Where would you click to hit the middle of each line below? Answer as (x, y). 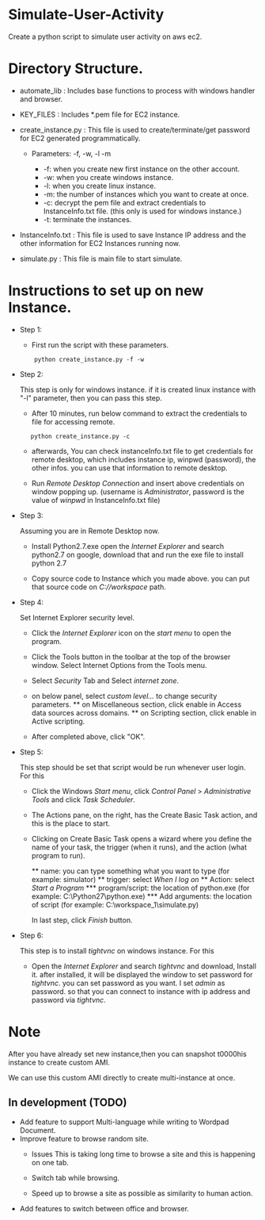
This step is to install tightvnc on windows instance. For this (117, 950)
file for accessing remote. (73, 421)
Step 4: (31, 602)
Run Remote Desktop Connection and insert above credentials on (138, 483)
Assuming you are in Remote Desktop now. (89, 531)
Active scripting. (58, 721)
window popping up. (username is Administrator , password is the (138, 491)
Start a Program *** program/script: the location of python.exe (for (140, 888)
